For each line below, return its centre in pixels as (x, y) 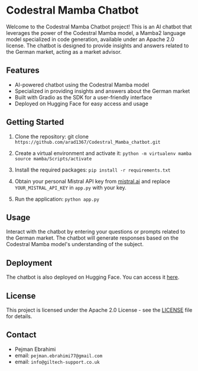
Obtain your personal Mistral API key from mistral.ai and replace (92, 181)
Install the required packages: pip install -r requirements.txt (92, 170)
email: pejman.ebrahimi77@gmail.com (59, 355)
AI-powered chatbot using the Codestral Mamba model (82, 85)
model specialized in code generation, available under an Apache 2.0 (90, 39)
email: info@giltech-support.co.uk (57, 362)
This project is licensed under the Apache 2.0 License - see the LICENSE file (99, 310)
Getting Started (35, 122)
